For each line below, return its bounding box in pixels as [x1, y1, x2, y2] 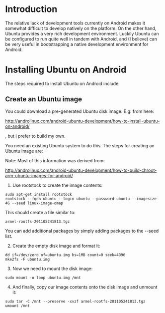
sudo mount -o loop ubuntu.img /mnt [5, 275, 81, 280]
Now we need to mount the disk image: [12, 266, 93, 272]
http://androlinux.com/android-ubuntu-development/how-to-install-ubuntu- [5, 118, 160, 124]
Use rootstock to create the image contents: [12, 182, 103, 188]
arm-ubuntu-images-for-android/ [5, 172, 73, 178]
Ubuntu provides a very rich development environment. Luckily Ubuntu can [5, 30, 159, 36]
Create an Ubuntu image [5, 95, 82, 103]
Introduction [5, 3, 58, 15]
